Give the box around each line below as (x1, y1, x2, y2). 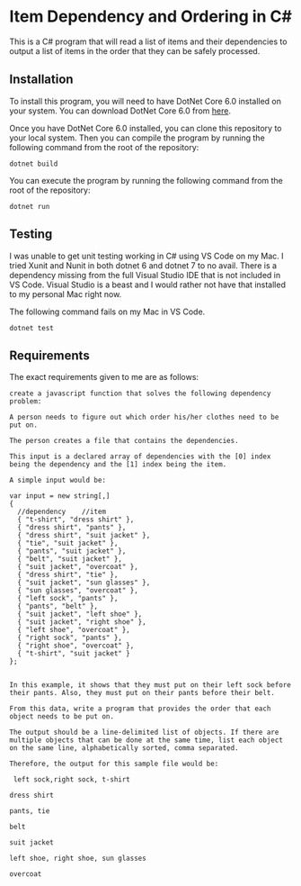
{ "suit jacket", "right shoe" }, (17, 618, 146, 627)
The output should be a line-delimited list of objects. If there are (9, 728, 279, 737)
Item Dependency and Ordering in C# (9, 6, 292, 27)
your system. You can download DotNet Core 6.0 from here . (9, 105, 232, 116)
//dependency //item (17, 507, 106, 517)
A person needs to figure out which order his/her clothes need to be (9, 412, 279, 422)
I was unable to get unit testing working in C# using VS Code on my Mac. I (9, 250, 285, 261)
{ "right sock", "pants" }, (17, 633, 123, 643)
